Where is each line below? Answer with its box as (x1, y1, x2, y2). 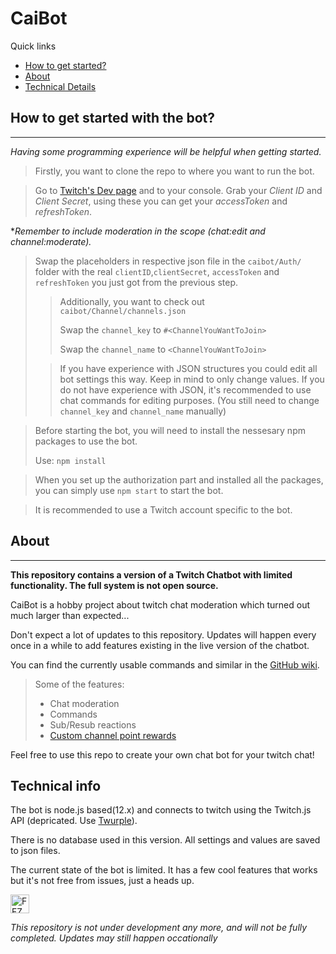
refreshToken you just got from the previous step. (34, 276, 239, 288)
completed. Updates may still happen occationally (10, 932, 218, 944)
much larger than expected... (10, 609, 130, 621)
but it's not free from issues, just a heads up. (10, 875, 195, 887)
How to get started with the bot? (10, 110, 215, 127)
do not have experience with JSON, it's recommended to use (59, 383, 312, 396)
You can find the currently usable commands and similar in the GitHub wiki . (10, 658, 320, 671)
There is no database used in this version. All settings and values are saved (10, 834, 321, 846)
